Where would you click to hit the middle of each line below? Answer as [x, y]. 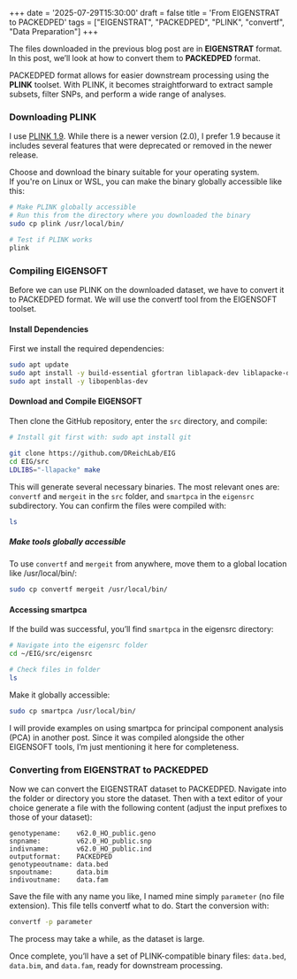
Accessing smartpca [48, 609]
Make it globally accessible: [60, 695]
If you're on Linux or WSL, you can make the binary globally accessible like [146, 181]
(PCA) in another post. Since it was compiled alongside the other [127, 737]
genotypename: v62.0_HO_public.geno [83, 834]
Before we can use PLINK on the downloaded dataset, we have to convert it [147, 289]
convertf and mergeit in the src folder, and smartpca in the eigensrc [132, 496]
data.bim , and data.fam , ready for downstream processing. [116, 965]
